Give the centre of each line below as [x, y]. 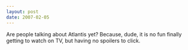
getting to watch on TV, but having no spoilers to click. [73, 40]
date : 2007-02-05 [28, 17]
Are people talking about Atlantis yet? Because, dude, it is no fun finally [94, 34]
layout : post [22, 12]
